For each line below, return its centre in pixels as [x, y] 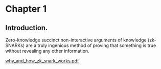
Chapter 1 [26, 9]
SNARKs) [15, 45]
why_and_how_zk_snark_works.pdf [42, 61]
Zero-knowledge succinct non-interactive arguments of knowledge [76, 40]
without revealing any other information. [47, 51]
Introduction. [27, 28]
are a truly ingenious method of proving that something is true [91, 45]
